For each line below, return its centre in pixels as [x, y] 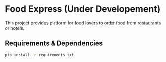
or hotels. [15, 28]
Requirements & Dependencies [54, 44]
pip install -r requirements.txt [40, 55]
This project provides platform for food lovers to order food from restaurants [83, 23]
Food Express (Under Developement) [83, 9]
